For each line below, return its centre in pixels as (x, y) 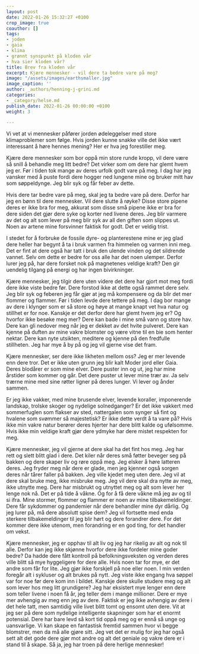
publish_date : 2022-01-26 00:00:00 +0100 (58, 106)
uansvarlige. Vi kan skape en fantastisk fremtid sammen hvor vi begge (92, 626)
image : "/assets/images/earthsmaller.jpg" (59, 78)
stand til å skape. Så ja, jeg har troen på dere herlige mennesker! (85, 644)
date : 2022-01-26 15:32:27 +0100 (48, 17)
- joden (16, 39)
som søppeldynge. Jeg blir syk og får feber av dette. (70, 183)
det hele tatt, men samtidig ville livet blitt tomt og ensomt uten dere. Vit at (96, 607)
